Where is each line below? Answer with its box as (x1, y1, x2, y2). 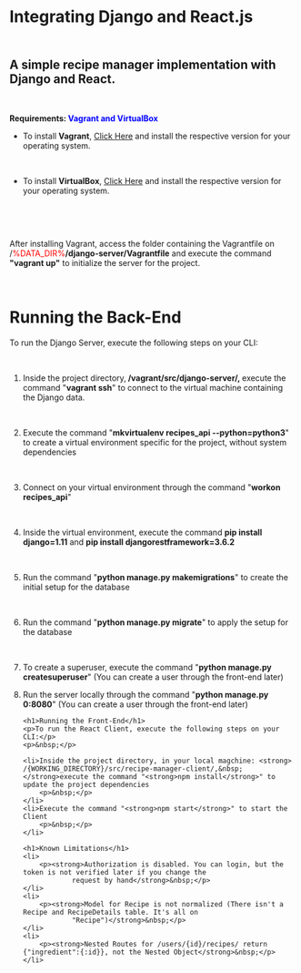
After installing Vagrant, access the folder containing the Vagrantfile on (9, 239, 275, 249)
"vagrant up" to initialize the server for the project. (9, 258, 201, 268)
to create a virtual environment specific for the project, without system (22, 436, 287, 447)
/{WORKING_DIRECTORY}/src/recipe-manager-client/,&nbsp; (22, 763, 244, 773)
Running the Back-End (9, 307, 182, 328)
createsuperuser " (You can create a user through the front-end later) (22, 671, 284, 682)
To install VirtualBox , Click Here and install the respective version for (22, 176, 282, 186)
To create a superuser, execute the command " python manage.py (22, 661, 273, 672)
